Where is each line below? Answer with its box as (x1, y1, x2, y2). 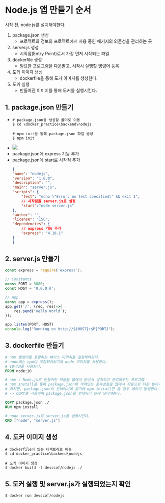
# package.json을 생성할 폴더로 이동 (12, 118, 80, 122)
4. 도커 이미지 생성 (5, 433, 58, 441)
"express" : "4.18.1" (21, 231, 63, 236)
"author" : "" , (12, 212, 41, 217)
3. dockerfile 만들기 (5, 341, 64, 350)
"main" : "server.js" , (12, 185, 57, 190)
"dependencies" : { (12, 222, 50, 227)
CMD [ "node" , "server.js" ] (5, 418, 60, 423)
